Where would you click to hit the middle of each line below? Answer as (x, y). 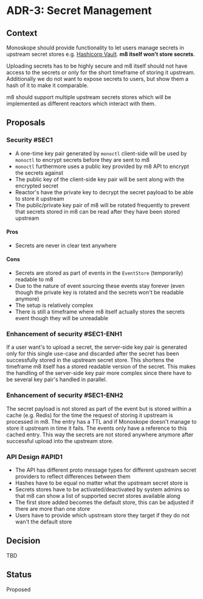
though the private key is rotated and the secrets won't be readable (99, 292)
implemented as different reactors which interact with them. (81, 103)
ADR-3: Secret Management (79, 11)
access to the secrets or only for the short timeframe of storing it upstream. (101, 72)
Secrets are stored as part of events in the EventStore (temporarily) (99, 273)
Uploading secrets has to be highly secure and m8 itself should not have (97, 66)
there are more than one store (52, 508)
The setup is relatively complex (54, 306)
